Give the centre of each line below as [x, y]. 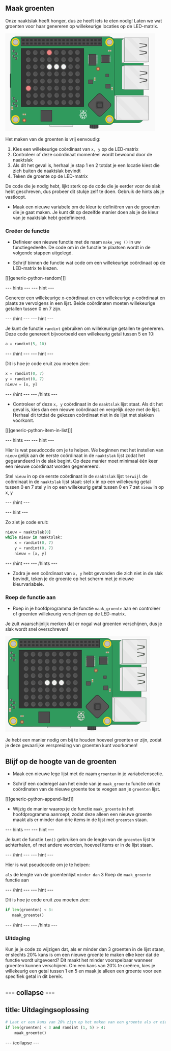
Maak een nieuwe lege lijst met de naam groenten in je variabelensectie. [88, 774]
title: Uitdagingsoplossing [47, 1010]
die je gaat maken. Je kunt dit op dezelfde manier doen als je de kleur [85, 212]
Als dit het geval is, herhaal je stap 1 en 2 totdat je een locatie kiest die [86, 165]
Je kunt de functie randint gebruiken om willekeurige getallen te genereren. [85, 328]
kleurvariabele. [28, 584]
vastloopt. [16, 197]
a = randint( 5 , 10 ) [26, 344]
